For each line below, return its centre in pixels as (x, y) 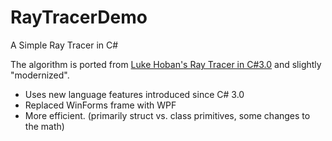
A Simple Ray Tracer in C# (64, 45)
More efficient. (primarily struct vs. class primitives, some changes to (167, 115)
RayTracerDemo (79, 17)
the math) (44, 126)
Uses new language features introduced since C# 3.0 (134, 94)
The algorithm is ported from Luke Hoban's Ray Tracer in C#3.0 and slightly (166, 64)
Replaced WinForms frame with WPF (100, 105)
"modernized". (40, 75)
